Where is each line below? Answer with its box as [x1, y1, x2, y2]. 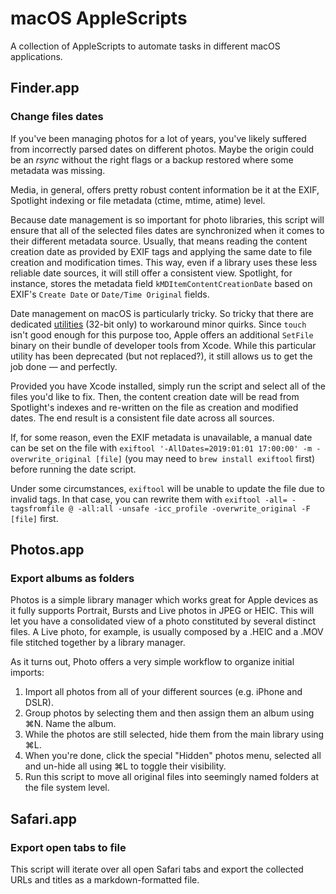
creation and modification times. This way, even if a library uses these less [10, 256, 318, 268]
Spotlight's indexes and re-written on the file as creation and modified [10, 401, 299, 413]
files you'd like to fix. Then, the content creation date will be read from [10, 390, 300, 402]
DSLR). [24, 697, 54, 709]
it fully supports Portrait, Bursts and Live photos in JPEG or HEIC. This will [10, 605, 315, 617]
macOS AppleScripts [10, 7, 188, 30]
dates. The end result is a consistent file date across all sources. [10, 412, 275, 424]
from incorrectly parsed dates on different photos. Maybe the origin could [10, 143, 315, 155]
